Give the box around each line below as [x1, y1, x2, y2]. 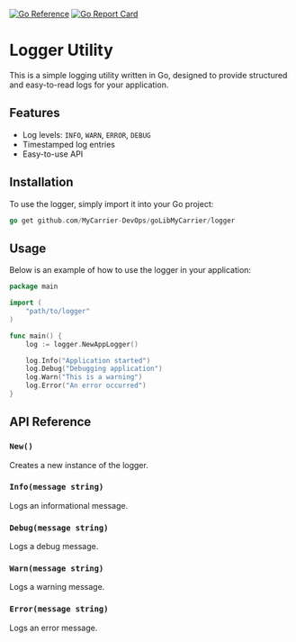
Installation [9, 175, 74, 190]
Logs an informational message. [9, 500, 129, 511]
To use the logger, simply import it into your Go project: [9, 198, 214, 209]
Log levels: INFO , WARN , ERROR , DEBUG [22, 129, 151, 140]
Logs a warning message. [9, 582, 105, 592]
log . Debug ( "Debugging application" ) [25, 365, 164, 374]
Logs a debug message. [9, 541, 99, 552]
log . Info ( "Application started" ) [25, 356, 151, 365]
